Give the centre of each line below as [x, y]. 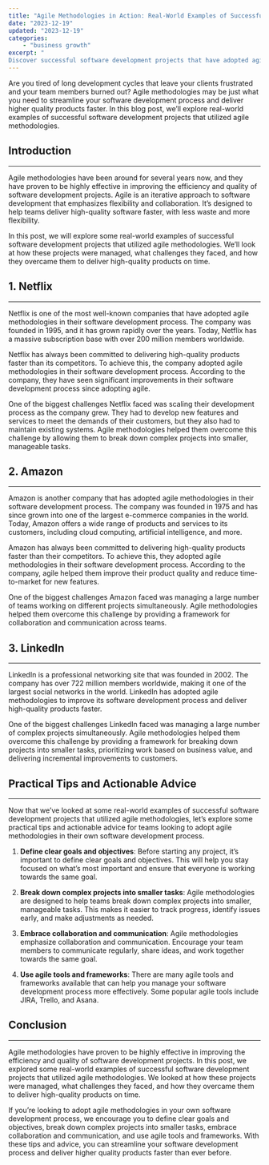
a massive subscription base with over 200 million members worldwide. [126, 339]
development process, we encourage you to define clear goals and [119, 1119]
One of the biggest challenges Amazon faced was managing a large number [134, 597]
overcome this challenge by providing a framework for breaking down [123, 741]
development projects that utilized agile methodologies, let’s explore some [131, 818]
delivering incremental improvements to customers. [93, 758]
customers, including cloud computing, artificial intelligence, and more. [125, 532]
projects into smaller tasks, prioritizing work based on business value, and [130, 750]
